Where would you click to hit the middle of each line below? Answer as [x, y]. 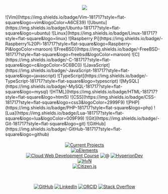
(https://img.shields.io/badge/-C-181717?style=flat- [58, 60]
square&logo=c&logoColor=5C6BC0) [44, 65]
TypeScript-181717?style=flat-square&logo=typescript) [62, 81]
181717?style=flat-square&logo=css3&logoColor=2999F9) [65, 102]
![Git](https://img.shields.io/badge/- [122, 118]
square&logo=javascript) [31, 76]
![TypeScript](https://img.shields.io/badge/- [103, 76]
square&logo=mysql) [27, 92]
